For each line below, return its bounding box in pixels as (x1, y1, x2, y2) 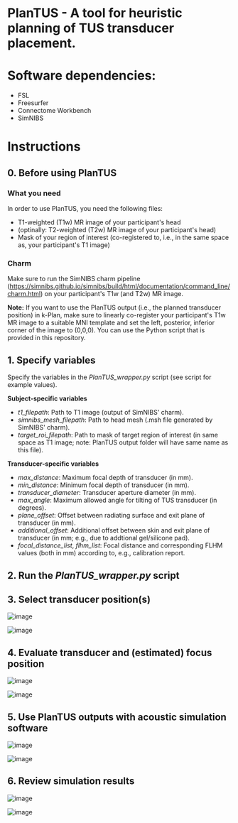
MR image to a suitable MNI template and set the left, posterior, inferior (7, 318, 215, 327)
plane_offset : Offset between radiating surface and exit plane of (17, 511, 205, 520)
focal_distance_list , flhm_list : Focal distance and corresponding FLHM (17, 541, 223, 550)
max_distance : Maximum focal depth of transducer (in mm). (17, 474, 193, 482)
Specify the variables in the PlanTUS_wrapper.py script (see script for (7, 373, 212, 381)
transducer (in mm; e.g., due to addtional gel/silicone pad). (17, 534, 190, 543)
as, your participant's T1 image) (17, 241, 110, 249)
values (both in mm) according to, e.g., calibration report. (17, 549, 185, 557)
